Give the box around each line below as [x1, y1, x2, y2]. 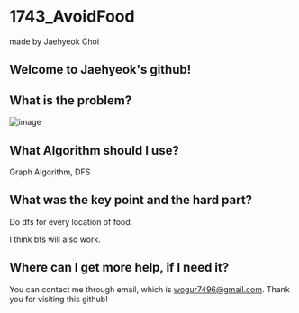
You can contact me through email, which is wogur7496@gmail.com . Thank [9, 283, 290, 294]
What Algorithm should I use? [9, 142, 180, 158]
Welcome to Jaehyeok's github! [9, 62, 192, 77]
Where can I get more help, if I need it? [9, 260, 230, 275]
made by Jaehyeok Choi [9, 36, 100, 47]
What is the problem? [9, 93, 132, 108]
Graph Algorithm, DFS [9, 166, 91, 177]
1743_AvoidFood [9, 6, 135, 27]
